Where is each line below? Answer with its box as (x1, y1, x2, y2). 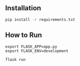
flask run (5, 57, 26, 62)
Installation (5, 4, 41, 12)
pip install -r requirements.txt (5, 17, 75, 22)
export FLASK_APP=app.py (5, 44, 57, 49)
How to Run (5, 31, 42, 39)
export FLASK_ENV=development (5, 48, 69, 54)
